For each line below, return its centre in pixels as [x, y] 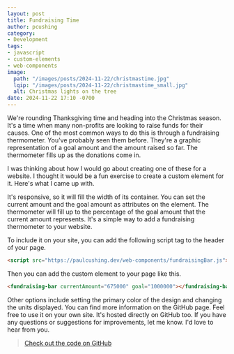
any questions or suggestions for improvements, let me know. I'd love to [110, 322]
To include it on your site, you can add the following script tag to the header [116, 240]
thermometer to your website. [50, 227]
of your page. [27, 248]
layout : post [26, 14]
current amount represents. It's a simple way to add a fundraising [101, 219]
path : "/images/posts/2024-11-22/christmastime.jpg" [92, 79]
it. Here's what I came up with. [51, 183]
